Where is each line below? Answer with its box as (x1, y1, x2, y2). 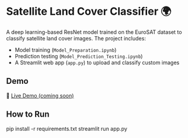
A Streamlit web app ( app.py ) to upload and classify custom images (14, 59, 180, 66)
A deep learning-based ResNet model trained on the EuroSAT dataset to (6, 28, 182, 36)
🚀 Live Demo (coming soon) (6, 92, 74, 99)
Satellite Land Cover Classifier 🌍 (6, 5, 171, 18)
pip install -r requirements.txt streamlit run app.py (6, 125, 128, 132)
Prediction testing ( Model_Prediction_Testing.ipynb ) (14, 52, 144, 59)
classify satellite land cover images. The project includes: (6, 34, 146, 42)
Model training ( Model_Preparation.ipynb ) (14, 46, 117, 54)
